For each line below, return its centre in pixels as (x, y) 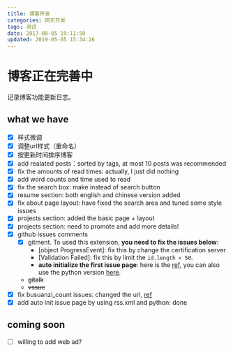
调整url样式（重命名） (48, 146)
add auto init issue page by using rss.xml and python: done (102, 302)
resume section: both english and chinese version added (99, 195)
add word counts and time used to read (74, 180)
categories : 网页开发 (37, 20)
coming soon (36, 325)
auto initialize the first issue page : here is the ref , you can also (129, 265)
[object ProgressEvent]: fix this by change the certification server (132, 250)
